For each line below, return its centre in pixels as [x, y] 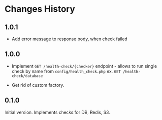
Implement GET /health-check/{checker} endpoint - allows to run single [84, 66]
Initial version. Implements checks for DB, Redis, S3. [57, 112]
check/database [27, 76]
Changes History [40, 9]
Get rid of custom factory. [38, 85]
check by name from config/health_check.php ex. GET [66, 71]
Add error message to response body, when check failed [69, 39]
